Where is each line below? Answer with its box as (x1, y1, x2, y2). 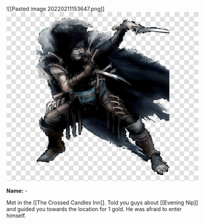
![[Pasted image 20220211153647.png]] (6, 5, 105, 12)
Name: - (6, 187, 27, 195)
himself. (6, 212, 26, 219)
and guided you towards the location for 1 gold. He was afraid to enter (6, 206, 182, 213)
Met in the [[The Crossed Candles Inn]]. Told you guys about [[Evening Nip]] (6, 199, 198, 206)
